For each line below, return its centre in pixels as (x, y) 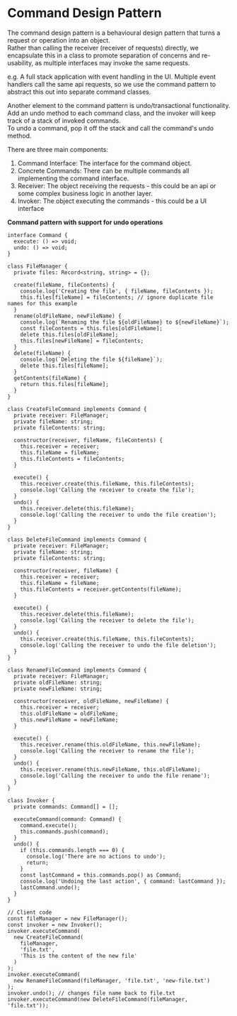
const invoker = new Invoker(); (55, 924)
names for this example (42, 303)
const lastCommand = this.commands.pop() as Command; (101, 875)
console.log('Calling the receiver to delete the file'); (107, 620)
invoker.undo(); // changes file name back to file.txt (91, 993)
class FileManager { (38, 266)
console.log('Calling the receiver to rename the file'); (107, 750)
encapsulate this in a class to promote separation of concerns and (104, 55)
